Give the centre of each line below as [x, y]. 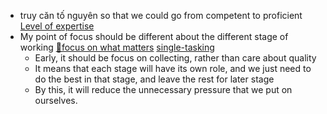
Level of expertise [57, 26]
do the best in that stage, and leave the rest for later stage [154, 79]
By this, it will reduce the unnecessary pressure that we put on [163, 89]
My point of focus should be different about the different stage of [154, 36]
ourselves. [56, 100]
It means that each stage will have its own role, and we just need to [173, 68]
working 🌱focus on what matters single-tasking [117, 47]
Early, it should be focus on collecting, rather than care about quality [175, 58]
